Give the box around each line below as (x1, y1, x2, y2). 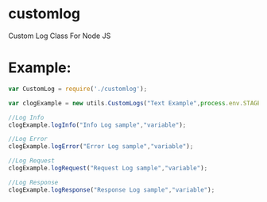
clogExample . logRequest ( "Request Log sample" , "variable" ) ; (8, 164, 208, 172)
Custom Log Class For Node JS (8, 31, 111, 40)
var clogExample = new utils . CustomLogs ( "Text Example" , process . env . (8, 99, 244, 107)
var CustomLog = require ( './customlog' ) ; (8, 85, 148, 93)
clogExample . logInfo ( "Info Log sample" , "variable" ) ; (8, 120, 187, 129)
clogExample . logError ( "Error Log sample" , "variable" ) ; (8, 143, 194, 151)
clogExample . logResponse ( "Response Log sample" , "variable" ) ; (8, 185, 215, 194)
